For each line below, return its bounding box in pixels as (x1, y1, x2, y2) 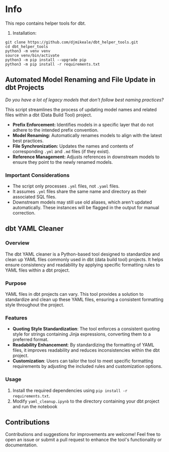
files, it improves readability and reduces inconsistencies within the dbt (12, 347, 160, 353)
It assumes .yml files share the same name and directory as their (12, 188, 147, 195)
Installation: (12, 30, 37, 36)
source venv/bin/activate (5, 53, 59, 58)
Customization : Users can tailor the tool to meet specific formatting (12, 358, 153, 364)
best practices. (12, 138, 44, 144)
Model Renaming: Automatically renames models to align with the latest (12, 132, 162, 138)
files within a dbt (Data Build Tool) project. (5, 112, 92, 118)
